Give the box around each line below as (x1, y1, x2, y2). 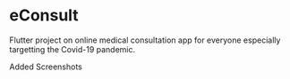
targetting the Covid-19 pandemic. (9, 43, 136, 54)
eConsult (9, 5, 79, 26)
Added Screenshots (9, 61, 82, 72)
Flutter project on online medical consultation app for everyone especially (9, 35, 281, 45)
